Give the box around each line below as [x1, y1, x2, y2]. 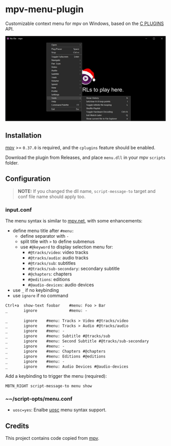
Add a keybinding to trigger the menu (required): [5, 373, 107, 379]
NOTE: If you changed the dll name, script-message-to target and [17, 188, 156, 194]
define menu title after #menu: [12, 228, 74, 234]
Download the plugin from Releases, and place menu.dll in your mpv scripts [5, 154, 166, 160]
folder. [5, 160, 19, 166]
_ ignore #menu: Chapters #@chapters [5, 349, 106, 354]
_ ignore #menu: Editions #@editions [5, 354, 106, 359]
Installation [5, 131, 42, 140]
